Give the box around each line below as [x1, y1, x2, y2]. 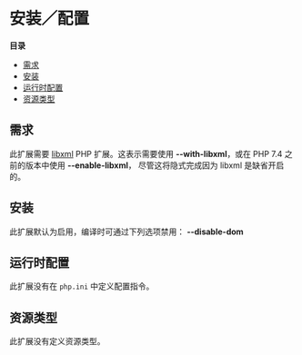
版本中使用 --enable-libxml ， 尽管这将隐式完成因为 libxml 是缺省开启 [25, 160, 285, 171]
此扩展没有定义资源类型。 [9, 336, 106, 347]
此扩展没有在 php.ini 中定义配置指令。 [9, 281, 155, 291]
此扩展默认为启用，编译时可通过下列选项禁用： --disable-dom [9, 226, 244, 237]
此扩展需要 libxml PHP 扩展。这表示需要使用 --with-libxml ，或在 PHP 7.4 [9, 148, 283, 159]
